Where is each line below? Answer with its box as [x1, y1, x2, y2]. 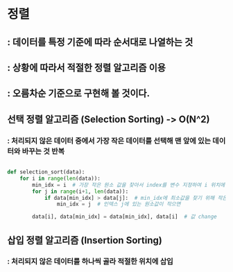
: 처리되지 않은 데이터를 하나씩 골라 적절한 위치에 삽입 [7, 257, 173, 266]
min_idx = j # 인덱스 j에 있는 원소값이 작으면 [56, 201, 181, 208]
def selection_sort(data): [7, 169, 85, 176]
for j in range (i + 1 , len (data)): [32, 188, 129, 195]
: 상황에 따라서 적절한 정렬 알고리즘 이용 [7, 62, 166, 74]
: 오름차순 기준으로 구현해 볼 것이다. [7, 87, 150, 99]
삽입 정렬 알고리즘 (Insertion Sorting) [7, 234, 163, 246]
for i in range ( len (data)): [19, 175, 101, 182]
